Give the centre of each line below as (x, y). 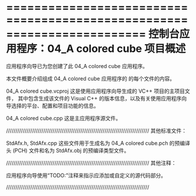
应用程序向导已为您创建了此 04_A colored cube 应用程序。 (77, 66)
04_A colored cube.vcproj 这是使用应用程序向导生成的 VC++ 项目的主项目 (96, 91)
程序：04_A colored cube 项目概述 (101, 49)
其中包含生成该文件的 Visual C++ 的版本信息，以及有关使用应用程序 (99, 98)
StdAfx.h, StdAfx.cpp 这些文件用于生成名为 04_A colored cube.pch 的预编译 (98, 143)
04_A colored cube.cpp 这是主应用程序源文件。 (64, 118)
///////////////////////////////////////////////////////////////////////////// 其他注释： (91, 163)
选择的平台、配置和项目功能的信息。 (55, 106)
